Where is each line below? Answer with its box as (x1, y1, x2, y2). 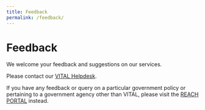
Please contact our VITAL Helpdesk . (6, 72, 97, 80)
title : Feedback (6, 9, 48, 15)
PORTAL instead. (6, 97, 49, 105)
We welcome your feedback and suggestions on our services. (6, 61, 162, 68)
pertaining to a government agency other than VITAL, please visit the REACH (6, 91, 199, 98)
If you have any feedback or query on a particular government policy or (6, 84, 186, 92)
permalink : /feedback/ (6, 15, 64, 21)
